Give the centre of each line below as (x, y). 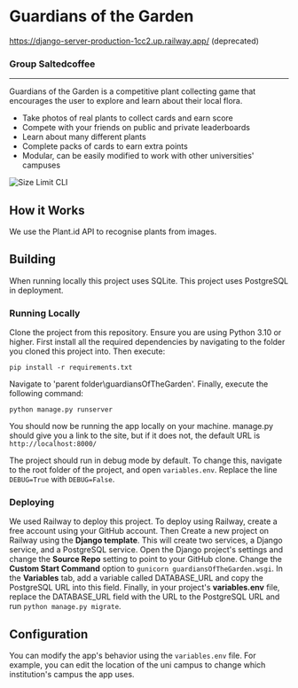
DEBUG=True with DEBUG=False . (62, 480)
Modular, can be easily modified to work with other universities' (138, 156)
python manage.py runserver (61, 410)
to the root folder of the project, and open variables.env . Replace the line (143, 470)
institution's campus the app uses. (72, 675)
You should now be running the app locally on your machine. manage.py (141, 426)
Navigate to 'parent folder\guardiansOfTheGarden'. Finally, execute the (139, 384)
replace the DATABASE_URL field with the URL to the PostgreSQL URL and (145, 597)
